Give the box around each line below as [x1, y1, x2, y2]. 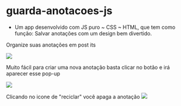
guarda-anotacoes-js [6, 4, 113, 18]
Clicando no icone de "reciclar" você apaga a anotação [6, 93, 140, 100]
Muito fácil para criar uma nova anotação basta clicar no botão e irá [6, 64, 170, 71]
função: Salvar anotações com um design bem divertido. [14, 29, 152, 37]
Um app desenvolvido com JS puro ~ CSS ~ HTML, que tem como [14, 24, 176, 31]
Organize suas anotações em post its [6, 41, 96, 48]
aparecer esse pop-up [6, 69, 61, 77]
